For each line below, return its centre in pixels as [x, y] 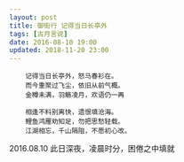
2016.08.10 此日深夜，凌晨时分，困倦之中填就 [92, 149]
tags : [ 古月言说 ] [39, 34]
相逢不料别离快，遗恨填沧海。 [72, 112]
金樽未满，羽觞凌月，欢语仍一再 [75, 95]
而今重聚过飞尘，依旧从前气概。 [75, 86]
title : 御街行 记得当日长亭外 [59, 26]
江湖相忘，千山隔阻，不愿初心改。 [78, 131]
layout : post [33, 17]
